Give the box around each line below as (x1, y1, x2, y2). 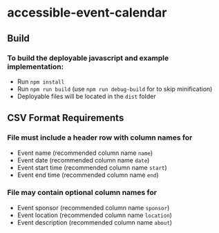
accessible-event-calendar (7, 5, 167, 21)
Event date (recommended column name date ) (17, 156, 150, 164)
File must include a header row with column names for (7, 133, 193, 142)
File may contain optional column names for (7, 188, 158, 198)
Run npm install (17, 77, 65, 86)
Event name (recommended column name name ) (17, 149, 153, 157)
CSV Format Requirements (7, 112, 124, 124)
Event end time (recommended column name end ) (17, 171, 159, 179)
